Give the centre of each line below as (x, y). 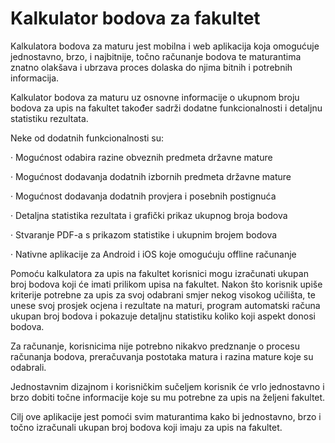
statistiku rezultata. (49, 118)
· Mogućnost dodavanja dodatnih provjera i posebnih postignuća (143, 196)
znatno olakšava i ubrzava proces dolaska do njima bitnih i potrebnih (151, 67)
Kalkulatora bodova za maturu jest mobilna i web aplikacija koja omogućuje (165, 46)
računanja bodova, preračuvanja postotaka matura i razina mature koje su (162, 356)
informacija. (35, 78)
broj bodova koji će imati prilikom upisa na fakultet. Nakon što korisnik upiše (166, 284)
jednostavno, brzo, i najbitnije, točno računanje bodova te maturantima (156, 56)
